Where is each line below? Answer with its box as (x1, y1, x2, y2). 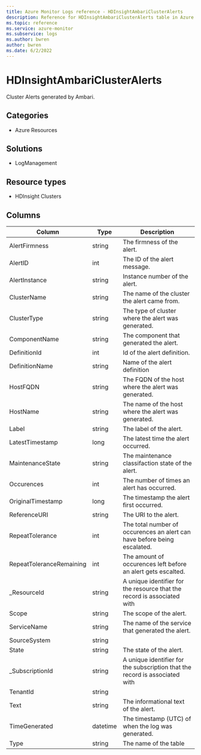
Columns (6, 210, 41, 220)
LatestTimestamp (9, 438, 58, 446)
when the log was (122, 722, 172, 730)
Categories (6, 111, 49, 121)
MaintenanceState (9, 458, 61, 467)
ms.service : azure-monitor (6, 25, 74, 32)
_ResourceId (9, 588, 45, 597)
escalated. (122, 542, 153, 551)
